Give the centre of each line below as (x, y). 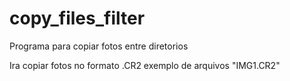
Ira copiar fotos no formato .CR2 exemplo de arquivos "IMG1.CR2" (145, 65)
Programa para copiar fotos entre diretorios (99, 46)
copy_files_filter (77, 18)
